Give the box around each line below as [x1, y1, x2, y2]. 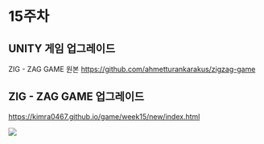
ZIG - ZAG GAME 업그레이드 [8, 90, 145, 104]
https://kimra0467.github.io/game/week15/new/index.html [8, 111, 200, 121]
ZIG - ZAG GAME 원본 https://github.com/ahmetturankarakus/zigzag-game [8, 65, 256, 74]
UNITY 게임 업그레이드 [8, 42, 116, 55]
